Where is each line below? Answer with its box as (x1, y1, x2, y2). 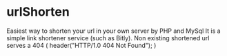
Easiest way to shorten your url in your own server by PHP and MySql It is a (6, 27, 221, 35)
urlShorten (6, 4, 70, 20)
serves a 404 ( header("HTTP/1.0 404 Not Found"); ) (6, 41, 157, 49)
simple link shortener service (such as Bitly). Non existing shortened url (6, 33, 210, 42)
